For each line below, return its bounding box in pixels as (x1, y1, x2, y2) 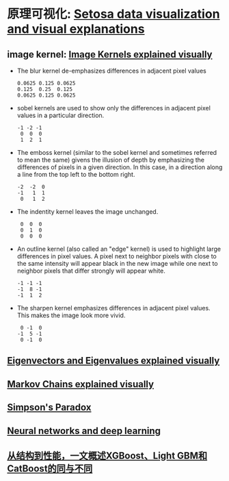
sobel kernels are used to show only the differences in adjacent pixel (16, 104, 211, 112)
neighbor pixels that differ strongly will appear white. (16, 267, 166, 275)
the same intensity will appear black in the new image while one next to (16, 260, 218, 267)
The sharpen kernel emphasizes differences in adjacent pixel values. (16, 304, 211, 312)
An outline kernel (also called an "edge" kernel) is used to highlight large (16, 245, 221, 253)
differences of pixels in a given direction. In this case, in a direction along (16, 163, 223, 171)
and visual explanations (7, 21, 145, 37)
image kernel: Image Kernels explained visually (7, 49, 213, 60)
